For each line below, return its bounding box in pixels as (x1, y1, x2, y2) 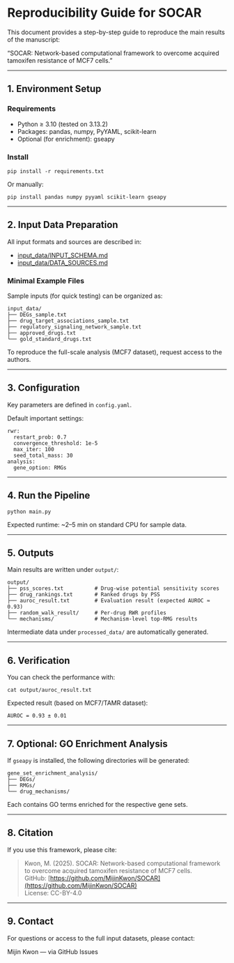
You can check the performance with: (7, 673, 116, 681)
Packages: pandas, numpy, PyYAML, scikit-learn (17, 127, 157, 135)
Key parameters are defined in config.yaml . (7, 400, 132, 409)
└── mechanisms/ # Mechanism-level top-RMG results (7, 616, 198, 623)
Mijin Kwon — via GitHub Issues (7, 947, 99, 956)
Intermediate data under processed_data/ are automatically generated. (7, 628, 209, 636)
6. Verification (7, 654, 70, 667)
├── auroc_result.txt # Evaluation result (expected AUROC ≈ (7, 598, 210, 605)
